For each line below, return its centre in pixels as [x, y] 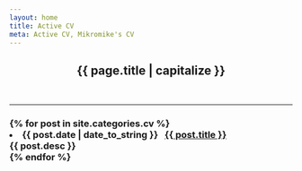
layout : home [34, 17]
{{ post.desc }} [43, 146]
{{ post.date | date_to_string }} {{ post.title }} [124, 135]
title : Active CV [42, 26]
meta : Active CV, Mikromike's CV [72, 34]
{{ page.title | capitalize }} [151, 70]
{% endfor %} [40, 158]
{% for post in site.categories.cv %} [90, 124]
